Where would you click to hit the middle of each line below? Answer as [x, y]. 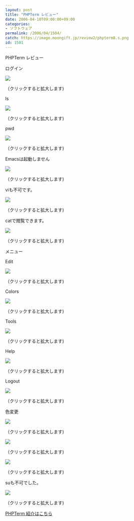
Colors [12, 291]
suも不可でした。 [23, 482]
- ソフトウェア [19, 29]
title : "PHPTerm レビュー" [32, 15]
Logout [13, 381]
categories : [18, 24]
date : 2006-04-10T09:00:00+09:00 [40, 19]
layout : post [19, 10]
